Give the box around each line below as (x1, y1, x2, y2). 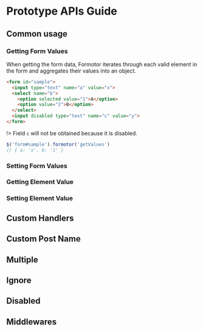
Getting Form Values (6, 47, 68, 55)
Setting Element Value (6, 194, 74, 202)
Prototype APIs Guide (6, 4, 117, 18)
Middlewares (6, 316, 57, 327)
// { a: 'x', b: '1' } (6, 147, 64, 153)
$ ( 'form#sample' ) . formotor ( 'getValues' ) (6, 141, 111, 148)
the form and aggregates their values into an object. (6, 67, 137, 74)
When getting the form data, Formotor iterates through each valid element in (6, 60, 198, 68)
